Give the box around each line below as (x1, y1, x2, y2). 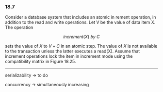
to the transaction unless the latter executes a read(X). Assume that (5, 48, 140, 54)
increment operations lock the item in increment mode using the (5, 53, 133, 59)
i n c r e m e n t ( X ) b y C (63, 34, 100, 39)
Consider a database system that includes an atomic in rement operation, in (5, 14, 156, 20)
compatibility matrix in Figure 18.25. (5, 59, 76, 65)
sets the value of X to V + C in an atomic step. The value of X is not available (5, 43, 158, 49)
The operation (5, 25, 33, 30)
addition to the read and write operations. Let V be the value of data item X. (5, 19, 156, 25)
